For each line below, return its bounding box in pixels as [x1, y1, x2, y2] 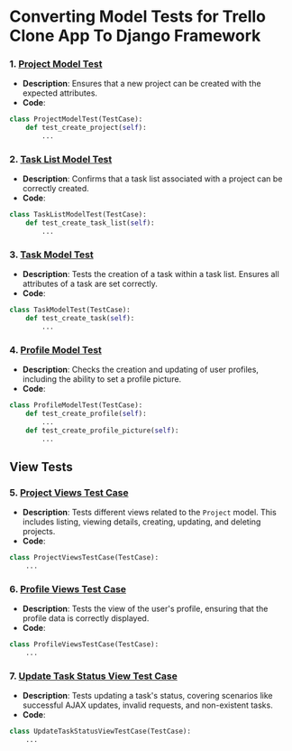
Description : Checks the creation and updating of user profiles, [22, 364, 260, 375]
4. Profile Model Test [9, 343, 102, 356]
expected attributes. [22, 88, 97, 98]
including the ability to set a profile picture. [22, 374, 182, 385]
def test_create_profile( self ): [25, 409, 147, 419]
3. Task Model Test [9, 248, 94, 261]
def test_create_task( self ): [25, 314, 135, 323]
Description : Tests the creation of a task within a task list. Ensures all [22, 269, 279, 280]
